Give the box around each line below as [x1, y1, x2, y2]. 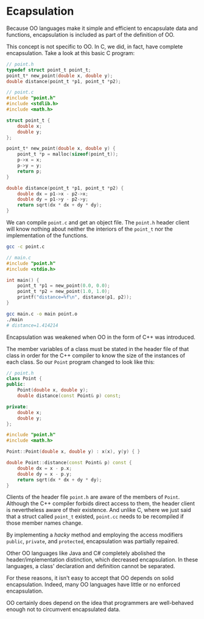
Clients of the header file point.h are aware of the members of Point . [6, 494, 180, 501]
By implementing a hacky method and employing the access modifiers [6, 531, 183, 539]
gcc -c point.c [6, 243, 45, 250]
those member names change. [6, 519, 83, 527]
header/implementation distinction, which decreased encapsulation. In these [6, 556, 199, 563]
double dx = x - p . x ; [17, 465, 72, 472]
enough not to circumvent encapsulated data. [6, 606, 121, 613]
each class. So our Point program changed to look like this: [6, 358, 155, 365]
